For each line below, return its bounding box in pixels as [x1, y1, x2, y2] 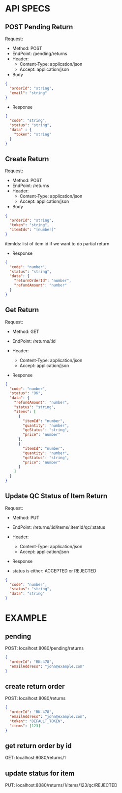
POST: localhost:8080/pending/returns [5, 645, 84, 651]
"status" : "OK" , [9, 391, 43, 396]
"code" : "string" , [9, 118, 48, 123]
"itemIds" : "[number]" [9, 227, 56, 233]
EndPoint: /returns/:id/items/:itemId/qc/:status [12, 524, 106, 530]
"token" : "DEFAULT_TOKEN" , [9, 719, 65, 724]
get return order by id [5, 742, 72, 750]
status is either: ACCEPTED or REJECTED [12, 567, 97, 574]
